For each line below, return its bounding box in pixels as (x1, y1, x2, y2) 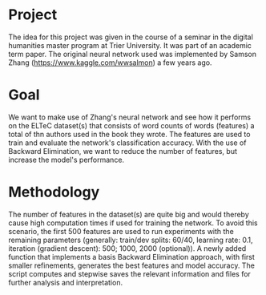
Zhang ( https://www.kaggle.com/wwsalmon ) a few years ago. (8, 58, 212, 67)
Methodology (8, 183, 100, 201)
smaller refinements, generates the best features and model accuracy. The (8, 261, 255, 270)
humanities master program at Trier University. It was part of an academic (8, 40, 252, 50)
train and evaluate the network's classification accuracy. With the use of (8, 138, 247, 147)
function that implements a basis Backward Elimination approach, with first (8, 252, 255, 261)
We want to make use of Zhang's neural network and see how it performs (8, 112, 251, 122)
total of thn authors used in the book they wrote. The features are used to (8, 129, 251, 139)
